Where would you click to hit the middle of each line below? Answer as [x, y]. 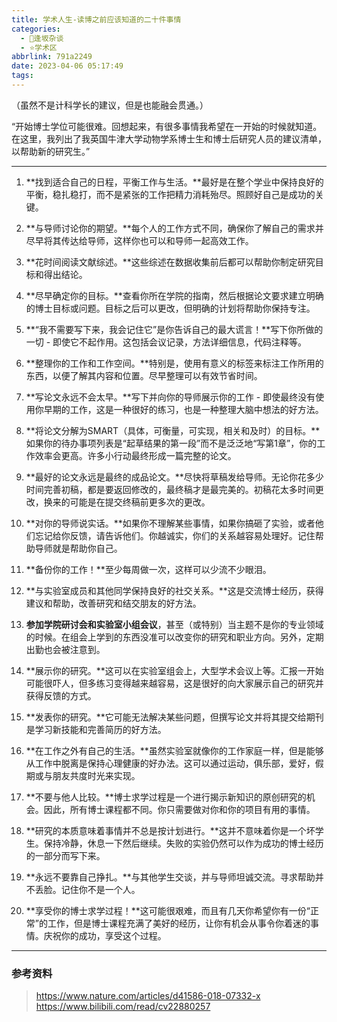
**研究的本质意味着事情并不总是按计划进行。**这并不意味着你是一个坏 [170, 830]
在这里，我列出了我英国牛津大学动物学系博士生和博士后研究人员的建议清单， [169, 138]
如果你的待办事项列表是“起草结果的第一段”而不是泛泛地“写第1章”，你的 [171, 443]
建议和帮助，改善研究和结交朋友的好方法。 [113, 603]
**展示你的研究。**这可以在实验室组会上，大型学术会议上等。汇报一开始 [174, 670]
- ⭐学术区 [39, 47]
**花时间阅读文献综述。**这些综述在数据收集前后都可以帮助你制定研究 [170, 262]
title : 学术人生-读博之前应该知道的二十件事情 [96, 19]
